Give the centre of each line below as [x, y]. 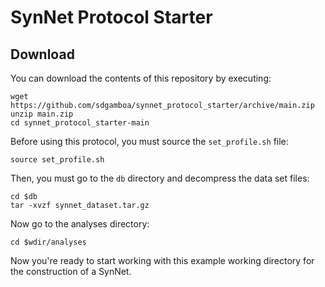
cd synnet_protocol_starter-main [80, 123]
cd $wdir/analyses [48, 242]
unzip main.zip [42, 114]
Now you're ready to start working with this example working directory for [162, 260]
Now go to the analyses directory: [80, 224]
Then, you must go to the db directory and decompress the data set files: [160, 178]
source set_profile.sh [57, 160]
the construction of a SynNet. [71, 271]
